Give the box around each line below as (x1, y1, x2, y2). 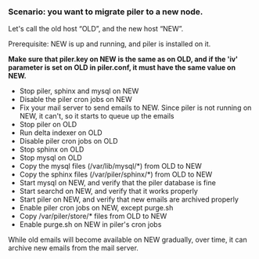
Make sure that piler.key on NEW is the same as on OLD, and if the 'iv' (8, 54, 239, 64)
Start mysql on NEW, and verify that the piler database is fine (19, 178, 217, 188)
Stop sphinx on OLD (19, 144, 85, 155)
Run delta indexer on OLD (19, 128, 103, 137)
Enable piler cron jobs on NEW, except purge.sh (19, 203, 174, 213)
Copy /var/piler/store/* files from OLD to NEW (19, 211, 167, 221)
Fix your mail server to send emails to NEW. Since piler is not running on (19, 103, 252, 112)
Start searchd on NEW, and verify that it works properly (19, 187, 198, 196)
